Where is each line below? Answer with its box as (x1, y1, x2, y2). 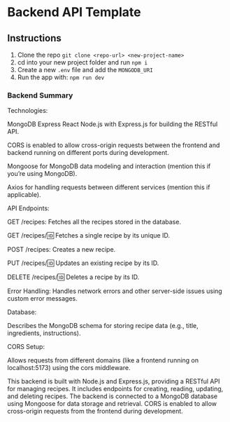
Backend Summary (7, 90, 73, 100)
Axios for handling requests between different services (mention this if (7, 183, 210, 191)
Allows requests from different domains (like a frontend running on (7, 356, 199, 365)
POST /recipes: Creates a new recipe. (7, 245, 116, 254)
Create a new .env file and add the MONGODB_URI (17, 66, 154, 74)
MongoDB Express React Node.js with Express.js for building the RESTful (7, 120, 218, 128)
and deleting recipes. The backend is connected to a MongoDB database (7, 392, 218, 400)
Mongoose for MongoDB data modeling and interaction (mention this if (7, 162, 211, 170)
